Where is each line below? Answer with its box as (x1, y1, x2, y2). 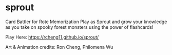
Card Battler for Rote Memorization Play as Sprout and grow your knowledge (5, 19, 167, 25)
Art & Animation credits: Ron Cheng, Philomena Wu (5, 44, 113, 50)
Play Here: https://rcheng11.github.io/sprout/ (5, 34, 99, 40)
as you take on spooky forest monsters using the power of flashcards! (5, 24, 154, 30)
